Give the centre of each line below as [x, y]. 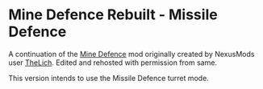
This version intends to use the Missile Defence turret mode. [109, 78]
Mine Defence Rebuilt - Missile [113, 15]
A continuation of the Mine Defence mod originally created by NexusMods [131, 54]
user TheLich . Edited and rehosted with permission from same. [113, 63]
